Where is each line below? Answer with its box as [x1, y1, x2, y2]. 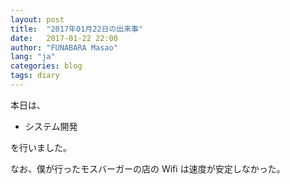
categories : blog [10, 61, 83, 71]
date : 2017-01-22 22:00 [10, 33, 118, 43]
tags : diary [10, 71, 60, 81]
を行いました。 [10, 141, 72, 153]
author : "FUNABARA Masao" [10, 42, 118, 53]
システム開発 [24, 120, 78, 132]
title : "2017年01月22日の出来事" [10, 24, 144, 34]
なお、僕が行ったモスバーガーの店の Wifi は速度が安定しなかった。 [10, 162, 286, 175]
